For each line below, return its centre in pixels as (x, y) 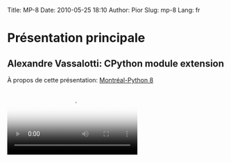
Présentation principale (76, 38)
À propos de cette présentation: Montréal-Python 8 (80, 80)
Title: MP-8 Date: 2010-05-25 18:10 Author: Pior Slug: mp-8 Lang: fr (104, 10)
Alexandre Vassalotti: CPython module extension (115, 63)
